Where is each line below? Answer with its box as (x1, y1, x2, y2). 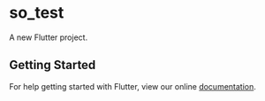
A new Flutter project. (9, 32, 88, 43)
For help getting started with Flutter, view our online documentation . (9, 81, 256, 91)
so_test (9, 3, 64, 23)
